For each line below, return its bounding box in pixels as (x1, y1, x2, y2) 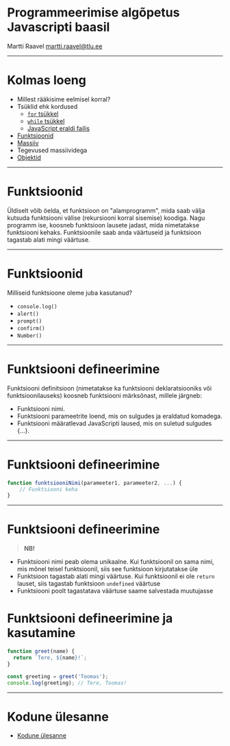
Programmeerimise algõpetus (7, 5, 180, 21)
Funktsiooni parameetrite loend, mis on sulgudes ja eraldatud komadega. (16, 412, 222, 420)
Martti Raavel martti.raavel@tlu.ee (7, 42, 103, 50)
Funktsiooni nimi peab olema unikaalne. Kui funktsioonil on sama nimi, (16, 558, 214, 566)
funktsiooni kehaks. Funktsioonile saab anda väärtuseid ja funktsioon (7, 228, 202, 236)
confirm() (16, 325, 46, 332)
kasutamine (7, 625, 76, 641)
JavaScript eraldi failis (27, 124, 90, 132)
